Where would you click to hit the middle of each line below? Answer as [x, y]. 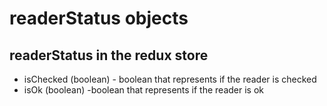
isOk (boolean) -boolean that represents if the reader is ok [144, 90]
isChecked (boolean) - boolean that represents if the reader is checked [170, 79]
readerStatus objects [99, 18]
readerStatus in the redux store [109, 55]
